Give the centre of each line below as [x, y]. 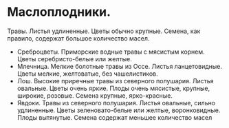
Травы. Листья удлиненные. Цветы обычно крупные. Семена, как [104, 31]
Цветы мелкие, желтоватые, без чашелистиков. [87, 74]
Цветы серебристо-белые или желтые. [74, 58]
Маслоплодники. [59, 12]
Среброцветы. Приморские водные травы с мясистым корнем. [111, 52]
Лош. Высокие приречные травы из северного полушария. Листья [115, 81]
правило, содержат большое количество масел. [78, 38]
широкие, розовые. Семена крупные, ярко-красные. [95, 95]
